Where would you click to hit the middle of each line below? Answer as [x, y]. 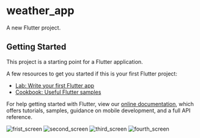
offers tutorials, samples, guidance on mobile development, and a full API [98, 110]
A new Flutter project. [34, 28]
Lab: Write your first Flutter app [55, 85]
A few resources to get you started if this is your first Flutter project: [92, 74]
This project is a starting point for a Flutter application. [75, 61]
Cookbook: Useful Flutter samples [58, 92]
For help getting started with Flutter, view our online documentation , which [100, 104]
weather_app [40, 11]
